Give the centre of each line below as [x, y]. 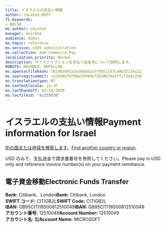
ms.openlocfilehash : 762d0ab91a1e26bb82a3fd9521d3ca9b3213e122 [74, 72]
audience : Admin [22, 39]
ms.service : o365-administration [41, 48]
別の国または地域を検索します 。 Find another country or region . [71, 148]
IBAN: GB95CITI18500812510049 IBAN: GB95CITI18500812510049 [75, 207]
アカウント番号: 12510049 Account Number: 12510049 [62, 213]
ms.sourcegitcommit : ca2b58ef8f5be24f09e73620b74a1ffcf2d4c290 [74, 76]
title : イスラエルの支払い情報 [34, 10]
